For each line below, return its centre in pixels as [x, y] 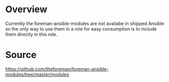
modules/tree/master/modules [37, 74]
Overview [26, 9]
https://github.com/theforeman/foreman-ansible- [57, 69]
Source [21, 55]
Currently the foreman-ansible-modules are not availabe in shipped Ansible [85, 23]
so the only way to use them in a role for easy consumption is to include [81, 29]
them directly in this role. [31, 34]
